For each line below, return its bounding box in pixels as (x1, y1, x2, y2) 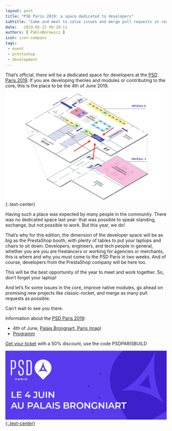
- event (7, 46, 24, 51)
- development (7, 57, 38, 62)
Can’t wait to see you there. (5, 305, 63, 311)
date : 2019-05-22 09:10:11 (5, 25, 68, 30)
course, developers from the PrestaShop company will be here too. (5, 259, 147, 265)
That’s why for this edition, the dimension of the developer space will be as (5, 232, 163, 238)
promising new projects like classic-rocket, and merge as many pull (5, 290, 147, 296)
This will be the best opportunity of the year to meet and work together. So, (5, 269, 164, 275)
